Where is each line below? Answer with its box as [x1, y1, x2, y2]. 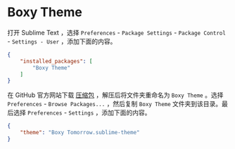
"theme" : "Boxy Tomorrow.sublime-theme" [20, 129, 140, 136]
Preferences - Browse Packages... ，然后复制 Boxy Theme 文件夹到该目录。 [7, 100, 222, 108]
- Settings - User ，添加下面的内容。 [7, 37, 117, 46]
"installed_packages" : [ [20, 58, 93, 65]
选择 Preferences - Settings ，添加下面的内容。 [13, 108, 151, 117]
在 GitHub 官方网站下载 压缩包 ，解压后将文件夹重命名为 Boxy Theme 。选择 [7, 91, 224, 99]
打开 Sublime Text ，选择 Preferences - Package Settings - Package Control [7, 28, 227, 37]
